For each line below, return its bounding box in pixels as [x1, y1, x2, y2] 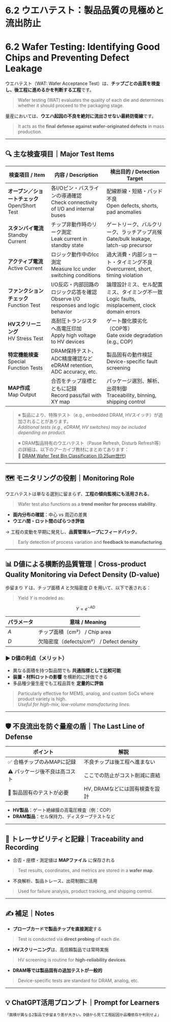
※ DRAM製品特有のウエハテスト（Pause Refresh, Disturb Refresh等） [17, 440, 164, 446]
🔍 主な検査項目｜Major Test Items [5, 149, 115, 158]
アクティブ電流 [8, 258, 43, 265]
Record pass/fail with [50, 391, 102, 399]
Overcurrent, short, [106, 265, 152, 272]
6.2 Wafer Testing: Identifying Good [5, 41, 160, 53]
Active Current [8, 264, 43, 271]
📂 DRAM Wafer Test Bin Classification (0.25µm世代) [17, 453, 126, 459]
